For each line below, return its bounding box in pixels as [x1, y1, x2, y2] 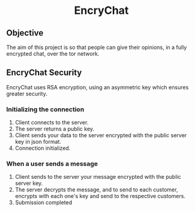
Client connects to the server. [14, 119, 89, 126]
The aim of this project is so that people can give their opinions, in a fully [6, 43, 187, 51]
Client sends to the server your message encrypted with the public [14, 173, 181, 181]
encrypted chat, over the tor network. [6, 50, 100, 57]
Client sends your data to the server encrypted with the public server [14, 132, 187, 139]
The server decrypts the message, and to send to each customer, [14, 186, 178, 193]
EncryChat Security [6, 68, 82, 78]
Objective [6, 28, 44, 38]
